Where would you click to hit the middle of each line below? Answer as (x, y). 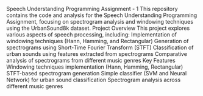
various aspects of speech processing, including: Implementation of (92, 35)
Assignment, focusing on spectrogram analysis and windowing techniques (100, 22)
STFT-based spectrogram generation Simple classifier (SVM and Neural (97, 73)
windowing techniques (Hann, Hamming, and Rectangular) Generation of (98, 41)
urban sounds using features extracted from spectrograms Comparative (97, 54)
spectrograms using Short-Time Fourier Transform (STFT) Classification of (100, 47)
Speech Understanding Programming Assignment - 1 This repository (92, 9)
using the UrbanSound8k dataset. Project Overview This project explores (98, 28)
